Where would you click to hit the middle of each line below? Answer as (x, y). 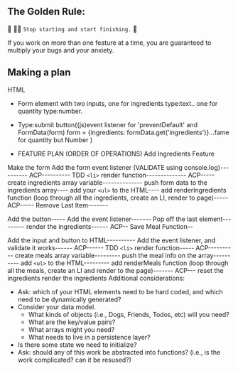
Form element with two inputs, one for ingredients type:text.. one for (118, 103)
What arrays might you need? (71, 329)
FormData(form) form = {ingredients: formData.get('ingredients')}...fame (123, 132)
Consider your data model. (56, 307)
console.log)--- (206, 167)
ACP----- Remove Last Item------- (58, 205)
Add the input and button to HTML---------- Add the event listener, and (112, 240)
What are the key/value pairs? (72, 322)
